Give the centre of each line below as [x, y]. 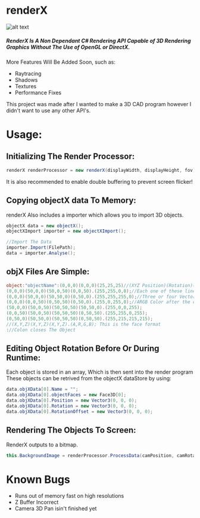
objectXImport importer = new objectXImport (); [66, 231]
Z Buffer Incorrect [37, 502]
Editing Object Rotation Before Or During [83, 349]
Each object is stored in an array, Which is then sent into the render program [100, 372]
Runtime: [24, 358]
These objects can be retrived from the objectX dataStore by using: [89, 378]
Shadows [26, 80]
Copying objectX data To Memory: [71, 201]
